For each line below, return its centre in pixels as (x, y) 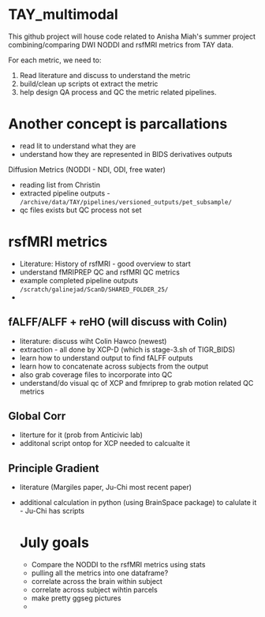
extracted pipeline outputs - (65, 193)
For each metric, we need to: (55, 60)
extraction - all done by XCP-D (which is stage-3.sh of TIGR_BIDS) (127, 350)
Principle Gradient (54, 468)
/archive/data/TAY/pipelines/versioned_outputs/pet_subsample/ (126, 202)
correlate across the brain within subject (97, 581)
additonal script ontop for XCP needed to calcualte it (105, 443)
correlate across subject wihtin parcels (94, 590)
